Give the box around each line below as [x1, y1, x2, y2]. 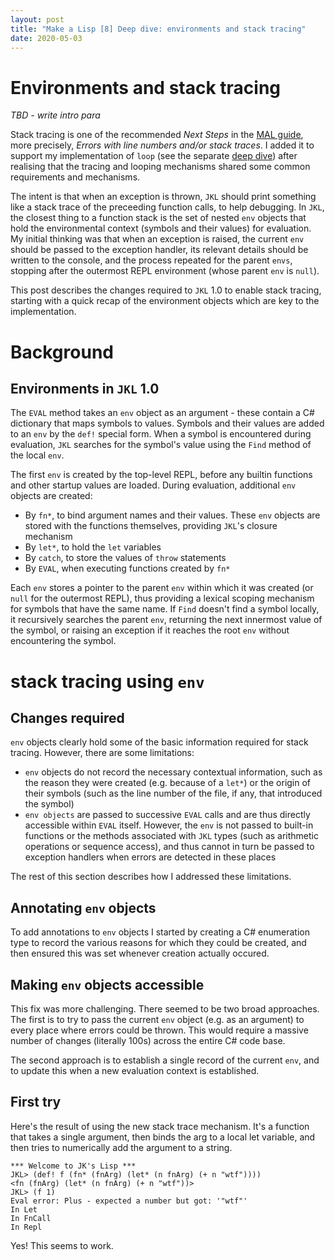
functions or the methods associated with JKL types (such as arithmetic [24, 830, 319, 842]
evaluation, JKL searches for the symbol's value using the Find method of [10, 439, 312, 451]
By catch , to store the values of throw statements [24, 552, 227, 564]
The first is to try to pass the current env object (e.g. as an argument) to [10, 1013, 305, 1025]
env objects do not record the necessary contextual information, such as [24, 766, 323, 778]
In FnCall [10, 1213, 52, 1223]
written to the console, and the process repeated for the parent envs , [10, 254, 293, 266]
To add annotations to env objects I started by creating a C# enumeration [10, 926, 310, 938]
